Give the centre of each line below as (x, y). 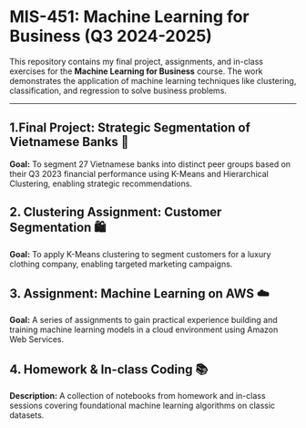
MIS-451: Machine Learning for (129, 17)
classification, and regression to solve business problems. (118, 90)
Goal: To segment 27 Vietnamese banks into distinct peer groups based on (150, 164)
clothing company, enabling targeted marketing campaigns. (121, 264)
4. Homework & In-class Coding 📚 (109, 369)
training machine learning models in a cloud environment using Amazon (144, 329)
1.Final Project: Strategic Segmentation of (130, 128)
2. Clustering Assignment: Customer (116, 212)
